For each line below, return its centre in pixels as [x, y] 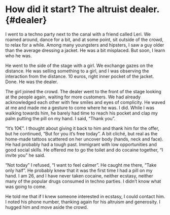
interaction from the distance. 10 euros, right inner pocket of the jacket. [80, 76]
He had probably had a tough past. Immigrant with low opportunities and [81, 144]
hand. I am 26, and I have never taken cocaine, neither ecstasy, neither [79, 175]
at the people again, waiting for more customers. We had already [73, 97]
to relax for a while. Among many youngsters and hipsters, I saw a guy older [85, 45]
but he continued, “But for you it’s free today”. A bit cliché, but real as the [81, 133]
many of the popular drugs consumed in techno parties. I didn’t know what [83, 181]
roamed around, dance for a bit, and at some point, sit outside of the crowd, [84, 40]
